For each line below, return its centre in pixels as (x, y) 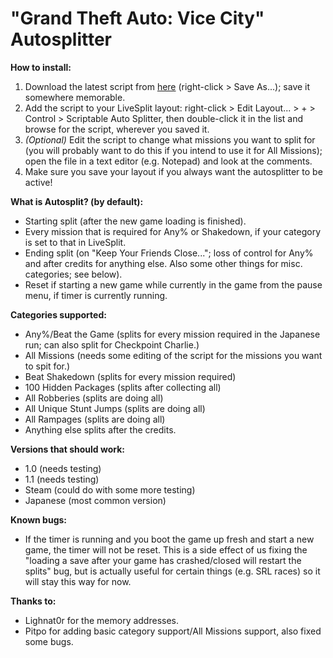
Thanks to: (33, 601)
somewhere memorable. (75, 97)
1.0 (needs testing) (63, 468)
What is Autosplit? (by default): (77, 201)
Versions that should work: (67, 449)
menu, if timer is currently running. (96, 295)
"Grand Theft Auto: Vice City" (137, 18)
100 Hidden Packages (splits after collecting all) (123, 387)
